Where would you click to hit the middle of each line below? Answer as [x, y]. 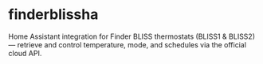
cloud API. [25, 53]
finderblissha [53, 15]
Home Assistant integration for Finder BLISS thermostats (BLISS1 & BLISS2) [131, 36]
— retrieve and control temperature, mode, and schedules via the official [128, 44]
